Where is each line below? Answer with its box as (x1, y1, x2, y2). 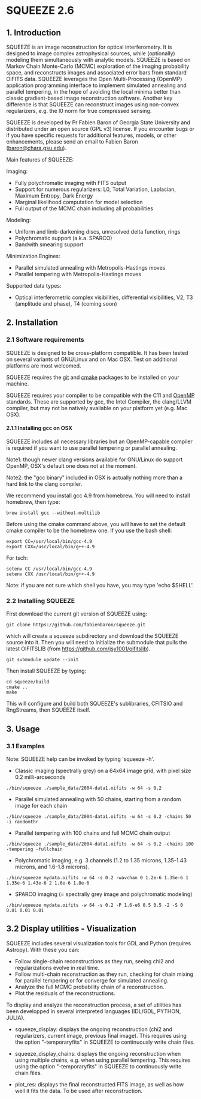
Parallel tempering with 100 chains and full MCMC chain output (14, 829, 170, 837)
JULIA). (6, 1014, 25, 1021)
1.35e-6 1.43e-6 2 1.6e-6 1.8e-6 (6, 880, 90, 886)
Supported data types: (6, 282, 62, 289)
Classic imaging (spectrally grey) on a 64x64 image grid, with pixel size (14, 767, 191, 774)
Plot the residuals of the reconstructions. (14, 989, 115, 997)
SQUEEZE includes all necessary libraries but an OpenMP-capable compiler (6, 438, 193, 445)
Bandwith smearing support (14, 241, 84, 248)
